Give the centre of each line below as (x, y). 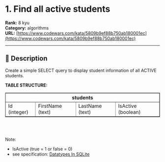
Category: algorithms (27, 28)
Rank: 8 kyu (17, 23)
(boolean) (129, 112)
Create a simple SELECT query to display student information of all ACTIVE (81, 70)
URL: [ (12, 33)
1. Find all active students (58, 9)
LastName (90, 106)
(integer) (18, 112)
